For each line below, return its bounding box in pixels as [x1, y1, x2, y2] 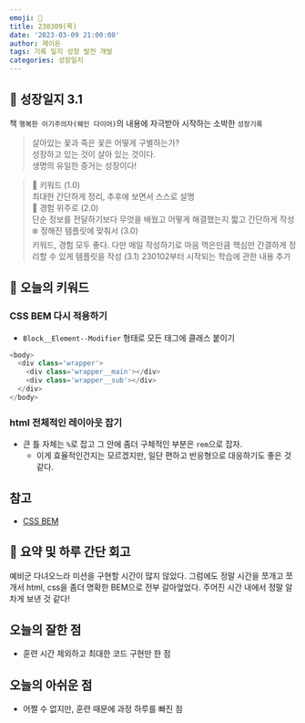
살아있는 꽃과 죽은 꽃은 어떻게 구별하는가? [31, 137, 180, 148]
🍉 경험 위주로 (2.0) [31, 202, 99, 213]
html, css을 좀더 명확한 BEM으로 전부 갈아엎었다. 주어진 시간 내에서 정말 [25, 582, 284, 592]
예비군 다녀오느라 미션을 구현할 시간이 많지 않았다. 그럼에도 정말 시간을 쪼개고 [9, 570, 284, 581]
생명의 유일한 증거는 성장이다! [31, 160, 137, 171]
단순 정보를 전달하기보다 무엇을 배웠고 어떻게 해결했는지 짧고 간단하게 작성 [31, 214, 295, 225]
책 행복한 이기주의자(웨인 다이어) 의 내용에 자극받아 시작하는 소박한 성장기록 [9, 118, 263, 129]
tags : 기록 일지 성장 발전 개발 [9, 47, 114, 57]
